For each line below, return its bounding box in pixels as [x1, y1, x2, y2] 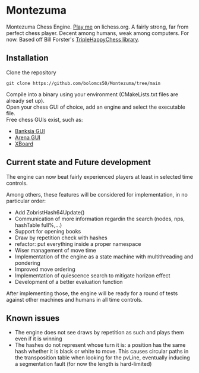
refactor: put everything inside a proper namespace [14, 240, 141, 247]
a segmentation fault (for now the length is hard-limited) [14, 361, 152, 368]
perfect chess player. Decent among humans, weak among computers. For [6, 29, 189, 36]
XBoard [14, 140, 34, 147]
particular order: [6, 197, 46, 204]
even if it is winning [14, 335, 62, 342]
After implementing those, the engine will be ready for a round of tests [6, 289, 178, 297]
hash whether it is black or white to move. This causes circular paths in [14, 348, 189, 355]
